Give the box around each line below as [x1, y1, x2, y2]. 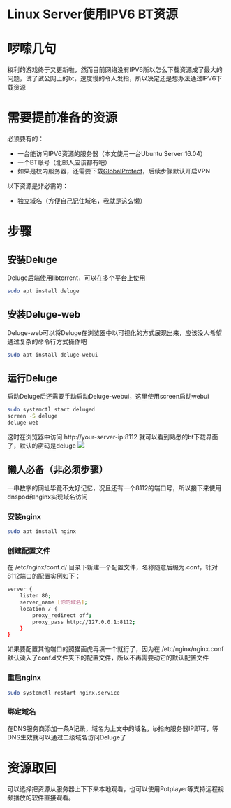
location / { [20, 605, 58, 612]
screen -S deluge [7, 413, 58, 420]
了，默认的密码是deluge [7, 441, 77, 450]
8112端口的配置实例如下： [7, 572, 82, 581]
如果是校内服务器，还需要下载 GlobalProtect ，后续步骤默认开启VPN [17, 167, 211, 176]
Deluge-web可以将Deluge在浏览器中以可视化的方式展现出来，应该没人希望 [7, 328, 222, 336]
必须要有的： [7, 134, 44, 143]
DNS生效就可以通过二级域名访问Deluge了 [7, 732, 127, 742]
